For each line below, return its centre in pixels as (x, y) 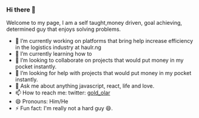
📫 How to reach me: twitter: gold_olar (62, 93)
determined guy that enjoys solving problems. (64, 29)
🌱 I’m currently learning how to (53, 54)
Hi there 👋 (21, 10)
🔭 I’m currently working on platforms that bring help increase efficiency (104, 41)
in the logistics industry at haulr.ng (58, 47)
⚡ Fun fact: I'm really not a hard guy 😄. (64, 108)
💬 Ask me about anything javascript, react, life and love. (85, 86)
